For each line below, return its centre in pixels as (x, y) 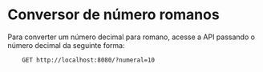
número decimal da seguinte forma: (66, 45)
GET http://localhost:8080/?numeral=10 (89, 60)
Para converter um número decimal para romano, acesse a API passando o (131, 37)
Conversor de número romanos (113, 15)
